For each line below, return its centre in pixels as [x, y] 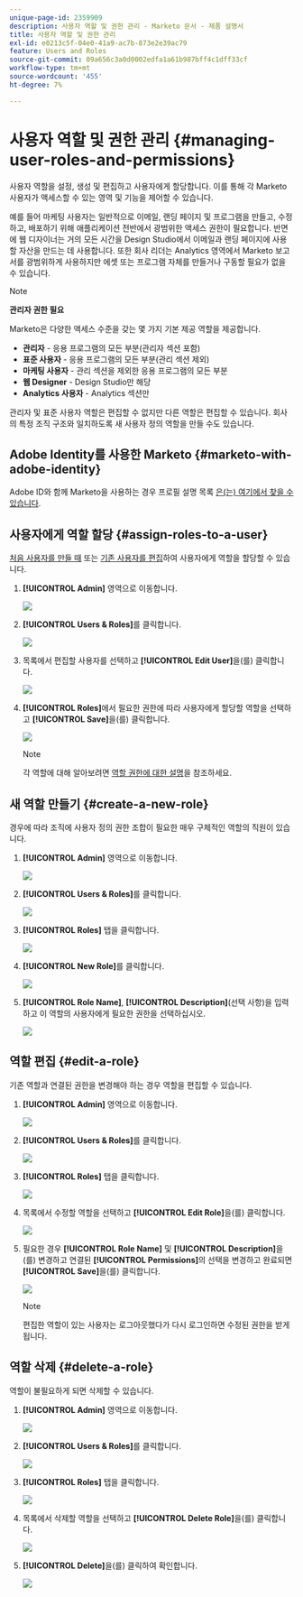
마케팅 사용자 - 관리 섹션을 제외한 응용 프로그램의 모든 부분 [125, 370]
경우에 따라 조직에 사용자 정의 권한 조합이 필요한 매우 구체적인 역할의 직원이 [142, 827]
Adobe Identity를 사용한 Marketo [101, 454]
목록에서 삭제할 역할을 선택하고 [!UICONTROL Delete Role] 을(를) [138, 1518]
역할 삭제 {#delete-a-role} [82, 1367]
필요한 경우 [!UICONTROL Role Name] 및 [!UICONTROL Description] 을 [153, 1248]
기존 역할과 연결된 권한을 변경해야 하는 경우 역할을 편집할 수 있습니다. [131, 1085]
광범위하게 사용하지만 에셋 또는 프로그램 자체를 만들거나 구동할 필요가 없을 [156, 262]
